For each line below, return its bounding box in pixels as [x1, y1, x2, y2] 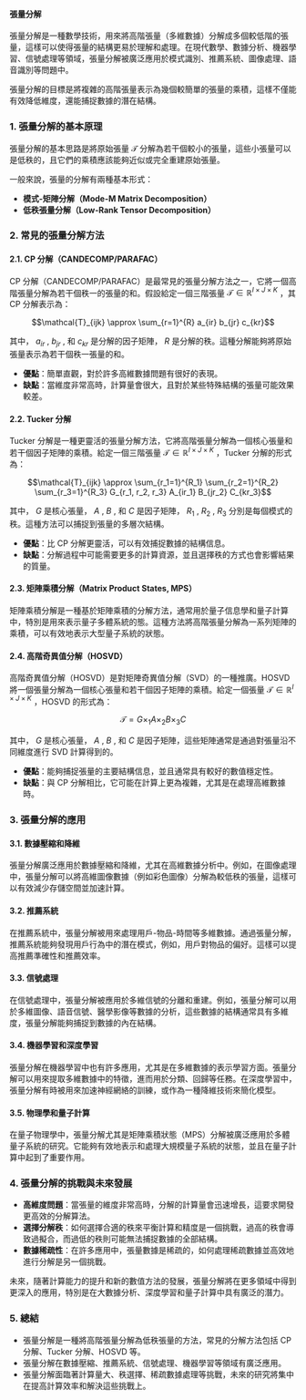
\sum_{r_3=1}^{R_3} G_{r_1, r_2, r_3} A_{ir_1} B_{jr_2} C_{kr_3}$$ [35, 486, 271, 497]
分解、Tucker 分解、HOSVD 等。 [22, 1345, 146, 1357]
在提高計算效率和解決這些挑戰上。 [22, 1380, 151, 1391]
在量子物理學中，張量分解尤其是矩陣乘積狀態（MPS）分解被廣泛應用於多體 [9, 1129, 291, 1140]
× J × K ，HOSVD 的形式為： [9, 694, 113, 706]
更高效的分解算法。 [22, 1210, 96, 1221]
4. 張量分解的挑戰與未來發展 [9, 1177, 133, 1189]
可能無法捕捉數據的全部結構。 [110, 1233, 223, 1244]
